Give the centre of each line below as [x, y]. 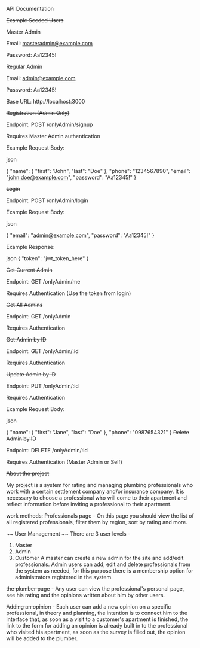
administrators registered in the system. [64, 577]
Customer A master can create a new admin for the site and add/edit [99, 558]
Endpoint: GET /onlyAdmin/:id [42, 351]
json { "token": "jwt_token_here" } [47, 258]
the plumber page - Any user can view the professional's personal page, [95, 588]
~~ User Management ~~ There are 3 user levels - [68, 534]
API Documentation [30, 9]
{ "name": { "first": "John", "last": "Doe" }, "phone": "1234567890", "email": [99, 171]
